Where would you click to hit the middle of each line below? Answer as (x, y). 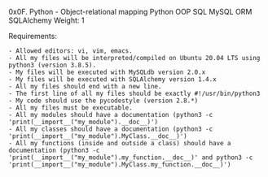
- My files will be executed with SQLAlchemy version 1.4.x (113, 80)
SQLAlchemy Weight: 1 (46, 20)
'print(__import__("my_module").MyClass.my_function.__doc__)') (120, 165)
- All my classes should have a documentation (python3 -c (111, 129)
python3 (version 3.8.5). (52, 65)
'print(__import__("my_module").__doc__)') (83, 122)
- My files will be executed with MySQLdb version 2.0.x (107, 72)
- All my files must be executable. (70, 108)
